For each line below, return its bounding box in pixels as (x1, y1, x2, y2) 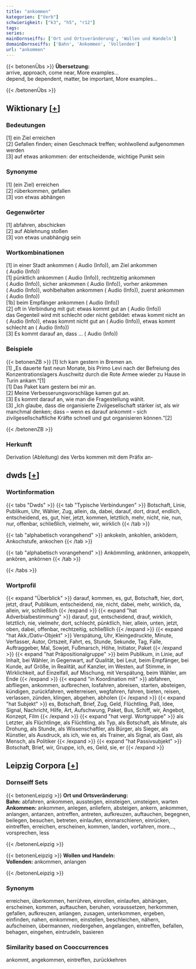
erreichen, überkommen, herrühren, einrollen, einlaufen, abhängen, (6, 897, 169, 904)
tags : (6, 25, 19, 31)
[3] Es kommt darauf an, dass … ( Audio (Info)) (6, 330, 118, 337)
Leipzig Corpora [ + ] (6, 761, 79, 771)
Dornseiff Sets (6, 779, 48, 787)
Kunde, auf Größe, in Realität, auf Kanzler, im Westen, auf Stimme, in (6, 663, 171, 670)
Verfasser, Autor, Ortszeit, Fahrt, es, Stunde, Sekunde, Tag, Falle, (6, 638, 163, 645)
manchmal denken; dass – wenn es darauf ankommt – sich (6, 408, 147, 415)
